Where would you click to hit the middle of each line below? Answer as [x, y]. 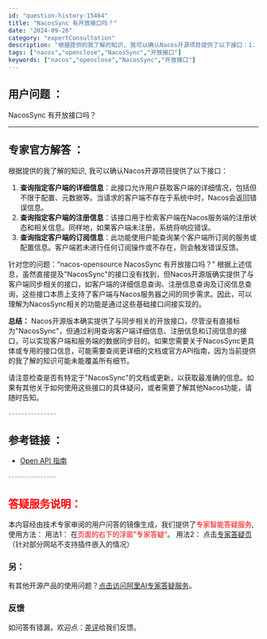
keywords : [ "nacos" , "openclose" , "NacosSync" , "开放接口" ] [102, 60]
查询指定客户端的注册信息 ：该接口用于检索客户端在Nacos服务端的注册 [135, 217]
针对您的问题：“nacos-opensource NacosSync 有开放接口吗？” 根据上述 [127, 264]
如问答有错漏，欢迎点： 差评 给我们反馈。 [74, 627]
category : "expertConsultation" [62, 38]
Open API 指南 [43, 461]
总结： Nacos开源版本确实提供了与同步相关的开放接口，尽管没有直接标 [124, 321]
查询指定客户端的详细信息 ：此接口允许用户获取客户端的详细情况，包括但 [138, 187]
